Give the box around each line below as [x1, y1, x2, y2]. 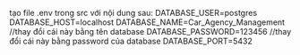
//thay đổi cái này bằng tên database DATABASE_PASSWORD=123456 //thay [9, 27, 292, 36]
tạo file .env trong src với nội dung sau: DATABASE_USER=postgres [9, 8, 258, 18]
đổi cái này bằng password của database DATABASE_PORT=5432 [9, 35, 253, 46]
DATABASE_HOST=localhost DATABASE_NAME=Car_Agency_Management [9, 17, 285, 27]
